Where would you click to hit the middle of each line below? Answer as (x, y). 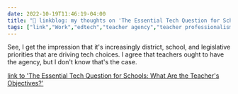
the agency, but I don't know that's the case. (72, 62)
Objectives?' (25, 83)
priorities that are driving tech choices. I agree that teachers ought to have (116, 54)
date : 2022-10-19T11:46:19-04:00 (57, 14)
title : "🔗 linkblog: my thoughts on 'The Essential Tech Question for (114, 20)
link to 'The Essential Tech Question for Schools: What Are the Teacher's (113, 76)
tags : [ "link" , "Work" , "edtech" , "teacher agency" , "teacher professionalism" (121, 27)
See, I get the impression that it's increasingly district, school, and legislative (119, 47)
